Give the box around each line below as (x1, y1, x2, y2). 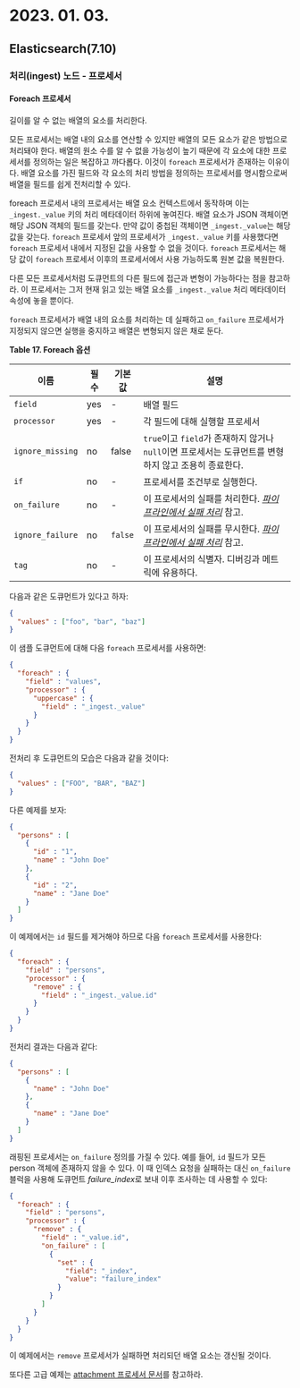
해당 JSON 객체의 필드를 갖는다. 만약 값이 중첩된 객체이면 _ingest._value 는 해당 (9, 220, 291, 231)
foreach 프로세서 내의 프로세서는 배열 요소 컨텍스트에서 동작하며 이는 (9, 198, 250, 209)
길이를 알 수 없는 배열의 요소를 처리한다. (9, 115, 147, 125)
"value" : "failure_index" (65, 1274, 162, 1284)
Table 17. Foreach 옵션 (9, 344, 91, 354)
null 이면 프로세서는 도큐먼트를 (143, 445, 266, 457)
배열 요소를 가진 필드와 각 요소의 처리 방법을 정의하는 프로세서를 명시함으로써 (21, 167, 288, 178)
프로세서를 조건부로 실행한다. (143, 475, 258, 488)
